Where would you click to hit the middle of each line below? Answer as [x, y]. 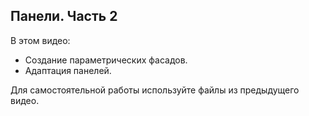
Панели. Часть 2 [64, 16]
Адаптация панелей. [68, 70]
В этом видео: [40, 40]
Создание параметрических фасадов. [106, 60]
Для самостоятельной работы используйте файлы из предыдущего [155, 90]
